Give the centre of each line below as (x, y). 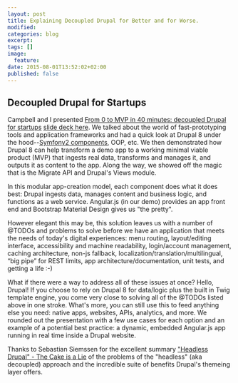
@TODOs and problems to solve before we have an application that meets (116, 231)
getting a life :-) (30, 269)
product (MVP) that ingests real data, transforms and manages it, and (109, 158)
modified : (22, 27)
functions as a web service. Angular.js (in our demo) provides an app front (117, 202)
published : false (33, 73)
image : (17, 54)
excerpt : (20, 41)
